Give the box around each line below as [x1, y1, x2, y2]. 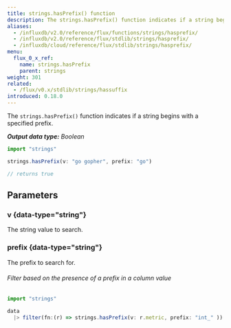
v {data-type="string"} [7, 210, 87, 220]
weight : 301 [7, 73, 41, 81]
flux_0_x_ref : [13, 55, 54, 62]
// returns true [7, 170, 54, 177]
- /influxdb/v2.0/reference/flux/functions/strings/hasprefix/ [13, 29, 198, 36]
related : [7, 80, 32, 87]
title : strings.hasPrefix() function [7, 10, 115, 17]
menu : [7, 49, 23, 56]
